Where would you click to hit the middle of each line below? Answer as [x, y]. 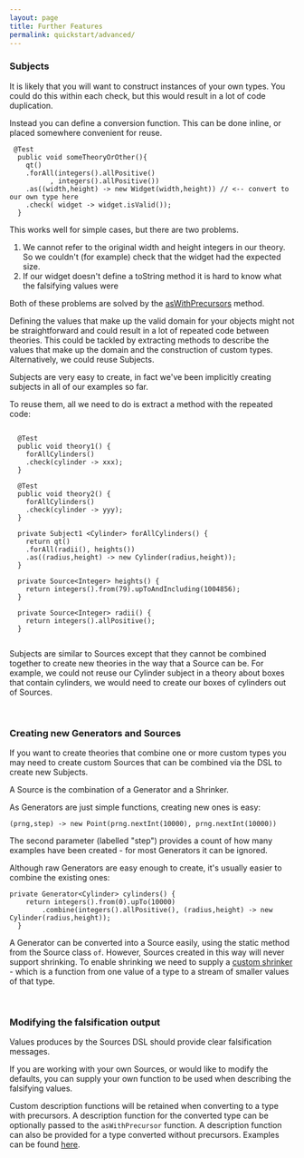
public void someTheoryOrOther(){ [82, 157]
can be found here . [45, 1144]
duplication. [31, 105]
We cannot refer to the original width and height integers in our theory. [154, 247]
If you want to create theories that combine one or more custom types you [148, 753]
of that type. [33, 981]
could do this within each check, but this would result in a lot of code [138, 95]
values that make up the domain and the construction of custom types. [141, 349]
